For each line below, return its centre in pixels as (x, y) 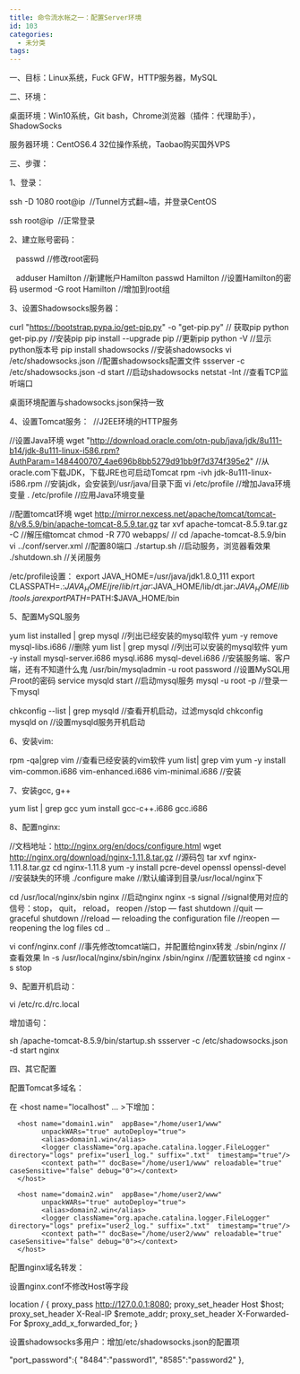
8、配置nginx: (35, 827)
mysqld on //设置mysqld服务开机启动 (77, 722)
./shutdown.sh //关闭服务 (55, 557)
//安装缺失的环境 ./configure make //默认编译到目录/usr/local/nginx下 (136, 878)
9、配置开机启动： (43, 986)
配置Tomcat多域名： (47, 1088)
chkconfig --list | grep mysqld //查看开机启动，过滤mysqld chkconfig (136, 711)
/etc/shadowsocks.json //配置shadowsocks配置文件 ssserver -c (127, 361)
